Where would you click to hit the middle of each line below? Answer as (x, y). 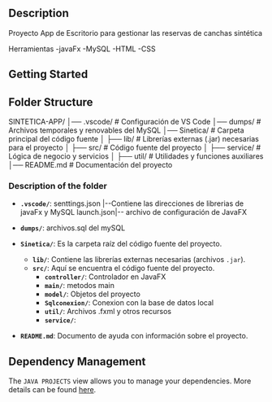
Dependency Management (77, 361)
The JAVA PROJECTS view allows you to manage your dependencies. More (130, 381)
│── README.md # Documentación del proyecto (91, 165)
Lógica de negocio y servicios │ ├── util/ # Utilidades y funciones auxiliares (136, 156)
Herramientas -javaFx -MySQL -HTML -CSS (82, 49)
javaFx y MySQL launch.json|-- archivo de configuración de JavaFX (134, 212)
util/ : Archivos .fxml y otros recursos (108, 312)
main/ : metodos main (80, 286)
